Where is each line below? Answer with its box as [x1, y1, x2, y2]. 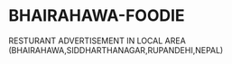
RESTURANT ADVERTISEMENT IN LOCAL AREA [8, 35, 186, 46]
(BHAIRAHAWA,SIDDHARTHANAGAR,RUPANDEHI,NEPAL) [8, 44, 224, 55]
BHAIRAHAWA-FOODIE [8, 5, 186, 26]
